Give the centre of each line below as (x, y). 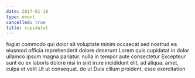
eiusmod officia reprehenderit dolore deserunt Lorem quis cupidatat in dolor (98, 51)
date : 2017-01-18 (27, 11)
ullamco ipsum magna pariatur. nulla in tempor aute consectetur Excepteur (96, 56)
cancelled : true (26, 22)
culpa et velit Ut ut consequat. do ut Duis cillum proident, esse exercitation (96, 69)
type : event (20, 17)
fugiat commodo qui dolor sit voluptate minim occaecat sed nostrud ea (92, 44)
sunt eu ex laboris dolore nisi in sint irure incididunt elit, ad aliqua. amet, (92, 63)
